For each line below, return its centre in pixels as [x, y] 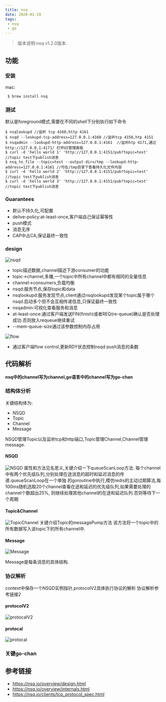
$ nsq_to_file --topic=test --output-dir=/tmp [54, 162]
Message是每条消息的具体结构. [37, 562]
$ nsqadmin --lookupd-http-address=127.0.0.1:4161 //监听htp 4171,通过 [81, 143]
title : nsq [16, 10]
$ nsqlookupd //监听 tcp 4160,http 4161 [47, 132]
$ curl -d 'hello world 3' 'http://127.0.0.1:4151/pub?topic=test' [77, 181]
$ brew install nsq [28, 96]
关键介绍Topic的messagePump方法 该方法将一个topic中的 [99, 523]
